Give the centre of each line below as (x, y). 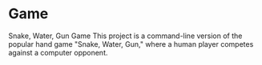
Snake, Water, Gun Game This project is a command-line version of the (125, 36)
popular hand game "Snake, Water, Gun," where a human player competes (131, 44)
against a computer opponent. (58, 52)
